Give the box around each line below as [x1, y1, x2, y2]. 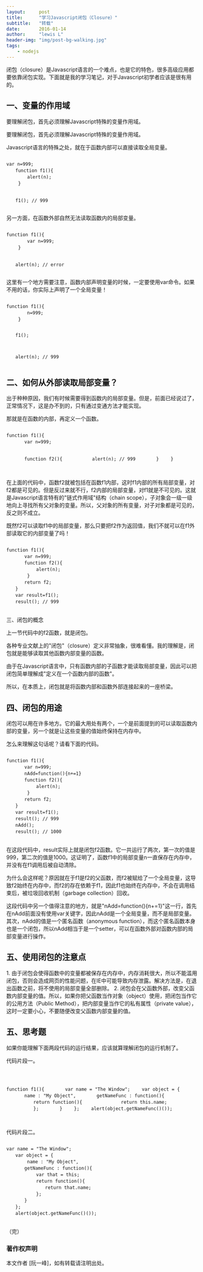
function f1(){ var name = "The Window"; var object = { [6, 1086, 180, 1092]
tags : [6, 43, 20, 49]
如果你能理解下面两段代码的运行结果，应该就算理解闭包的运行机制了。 [6, 1044, 182, 1051]
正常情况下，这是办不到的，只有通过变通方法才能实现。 [6, 402, 144, 410]
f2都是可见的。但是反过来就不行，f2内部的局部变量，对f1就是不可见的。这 [6, 486, 191, 494]
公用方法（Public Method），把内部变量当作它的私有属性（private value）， [11, 999, 197, 1007]
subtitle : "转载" [6, 20, 54, 26]
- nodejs [17, 49, 39, 55]
